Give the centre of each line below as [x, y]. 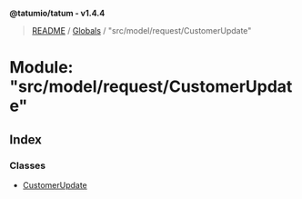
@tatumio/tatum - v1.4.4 [57, 13]
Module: [41, 68]
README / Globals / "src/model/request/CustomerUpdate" [141, 30]
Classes [28, 165]
